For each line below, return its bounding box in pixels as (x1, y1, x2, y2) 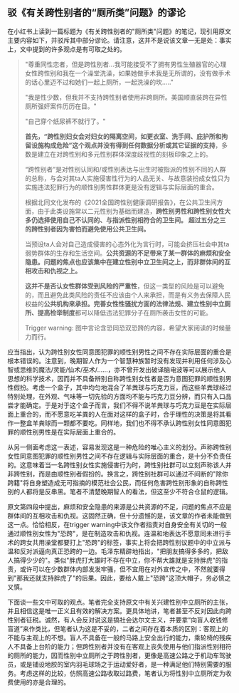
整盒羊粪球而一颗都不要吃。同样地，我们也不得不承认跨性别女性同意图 (19, 419, 225, 427)
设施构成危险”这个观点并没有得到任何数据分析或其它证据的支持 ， (31, 141, 222, 150)
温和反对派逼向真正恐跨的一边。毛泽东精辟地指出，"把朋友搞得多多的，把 (7, 547, 223, 556)
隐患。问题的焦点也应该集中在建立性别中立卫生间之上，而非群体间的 (24, 257, 225, 266)
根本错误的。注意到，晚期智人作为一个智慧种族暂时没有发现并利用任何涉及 (7, 356, 225, 365)
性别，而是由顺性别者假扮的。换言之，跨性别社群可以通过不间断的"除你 (19, 469, 229, 478)
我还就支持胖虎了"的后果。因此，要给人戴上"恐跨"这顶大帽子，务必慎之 (22, 573, 231, 582)
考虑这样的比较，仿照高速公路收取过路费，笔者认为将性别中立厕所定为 (19, 669, 225, 677)
